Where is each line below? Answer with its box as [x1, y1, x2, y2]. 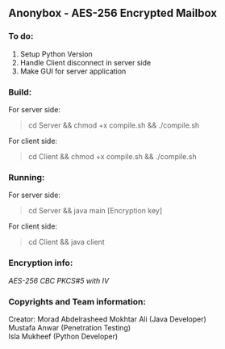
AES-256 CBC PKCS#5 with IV [8, 275, 110, 285]
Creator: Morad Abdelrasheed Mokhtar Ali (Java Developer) [8, 314, 207, 324]
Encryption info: [8, 258, 73, 269]
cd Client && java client [27, 238, 105, 247]
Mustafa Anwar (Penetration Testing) [8, 322, 131, 332]
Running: [8, 171, 45, 183]
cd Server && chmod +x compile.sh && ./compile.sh [27, 120, 200, 130]
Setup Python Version [19, 48, 93, 59]
